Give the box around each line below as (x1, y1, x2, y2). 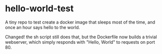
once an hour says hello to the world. (5, 24, 80, 30)
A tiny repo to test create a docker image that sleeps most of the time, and (5, 19, 156, 25)
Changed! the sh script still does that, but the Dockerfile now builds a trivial (5, 34, 157, 40)
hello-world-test (5, 3, 74, 14)
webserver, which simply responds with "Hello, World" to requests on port (5, 39, 156, 45)
